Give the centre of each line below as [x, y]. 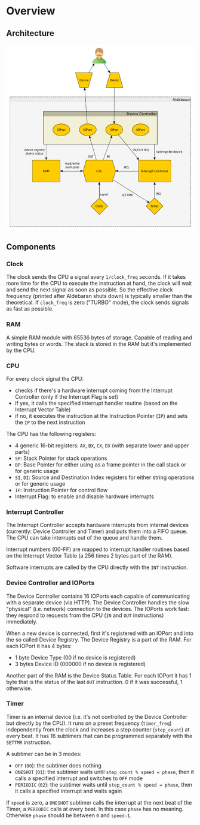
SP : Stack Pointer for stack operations [61, 458]
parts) [22, 451]
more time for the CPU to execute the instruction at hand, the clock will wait [99, 284]
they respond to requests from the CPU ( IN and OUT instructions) [85, 615]
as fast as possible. [30, 309]
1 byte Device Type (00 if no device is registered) [75, 657]
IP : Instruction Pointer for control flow [61, 490]
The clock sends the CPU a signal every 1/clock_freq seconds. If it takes [96, 277]
